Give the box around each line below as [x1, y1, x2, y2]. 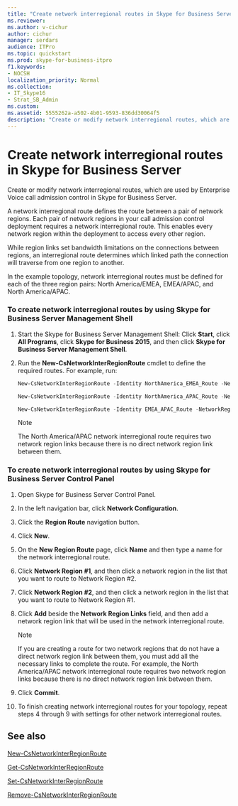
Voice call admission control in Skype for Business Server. [7, 193, 177, 201]
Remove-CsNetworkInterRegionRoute [7, 790, 118, 799]
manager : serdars [7, 37, 59, 44]
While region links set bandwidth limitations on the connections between [7, 243, 220, 252]
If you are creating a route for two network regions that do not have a [17, 644, 220, 652]
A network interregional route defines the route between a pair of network [7, 207, 223, 215]
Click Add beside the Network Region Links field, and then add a [17, 609, 209, 618]
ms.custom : [7, 103, 40, 110]
